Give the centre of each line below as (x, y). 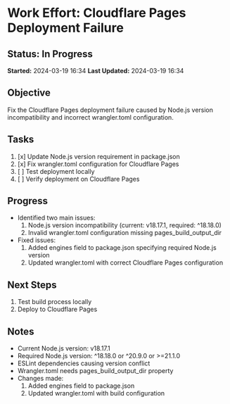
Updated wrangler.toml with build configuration (96, 393)
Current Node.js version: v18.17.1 (64, 348)
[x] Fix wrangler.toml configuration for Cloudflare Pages (98, 164)
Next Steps (32, 285)
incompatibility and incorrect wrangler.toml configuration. (90, 117)
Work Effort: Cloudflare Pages (97, 13)
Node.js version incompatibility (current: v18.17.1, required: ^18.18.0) (124, 225)
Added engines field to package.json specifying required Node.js (122, 248)
